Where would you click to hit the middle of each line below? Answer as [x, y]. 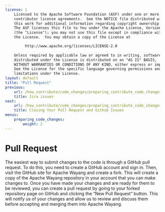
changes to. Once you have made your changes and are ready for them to [80, 183]
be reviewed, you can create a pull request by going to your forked [72, 188]
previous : [15, 87]
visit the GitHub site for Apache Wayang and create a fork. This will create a [82, 173]
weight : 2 [33, 124]
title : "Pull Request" [28, 83]
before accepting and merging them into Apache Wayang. [64, 204]
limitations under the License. [47, 74]
